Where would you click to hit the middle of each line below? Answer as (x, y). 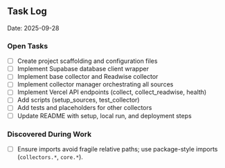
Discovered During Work (49, 134)
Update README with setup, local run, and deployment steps (104, 115)
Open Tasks (28, 46)
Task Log (27, 11)
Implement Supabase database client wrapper (83, 69)
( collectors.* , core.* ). (50, 157)
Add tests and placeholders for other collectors (84, 108)
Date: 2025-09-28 (33, 28)
